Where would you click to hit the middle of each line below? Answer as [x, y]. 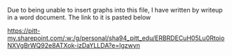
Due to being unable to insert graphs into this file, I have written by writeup [115, 10]
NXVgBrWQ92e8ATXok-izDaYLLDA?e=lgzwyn [74, 45]
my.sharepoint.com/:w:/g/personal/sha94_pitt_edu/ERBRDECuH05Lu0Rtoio [116, 38]
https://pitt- [24, 31]
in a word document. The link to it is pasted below [79, 17]
